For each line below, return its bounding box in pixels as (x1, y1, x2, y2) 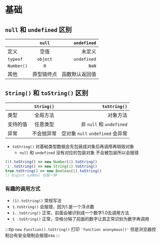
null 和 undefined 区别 (5, 25, 72, 34)
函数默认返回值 (62, 71, 96, 77)
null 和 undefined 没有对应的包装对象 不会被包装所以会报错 (19, 150, 139, 155)
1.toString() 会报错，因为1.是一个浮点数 (12, 203, 94, 209)
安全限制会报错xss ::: (18, 232, 60, 238)
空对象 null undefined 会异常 (61, 130, 128, 137)
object (37, 57, 53, 62)
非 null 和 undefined (81, 121, 128, 128)
